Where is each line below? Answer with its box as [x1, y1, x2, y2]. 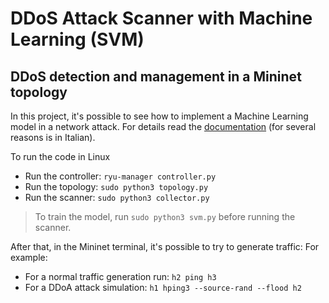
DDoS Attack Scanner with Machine [10, 7, 313, 30]
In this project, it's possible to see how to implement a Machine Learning [10, 110, 309, 122]
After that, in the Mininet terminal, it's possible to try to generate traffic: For [10, 241, 320, 252]
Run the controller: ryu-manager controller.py [24, 170, 217, 182]
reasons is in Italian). [10, 132, 96, 143]
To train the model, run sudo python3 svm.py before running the [34, 211, 296, 222]
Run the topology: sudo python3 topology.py [24, 181, 209, 192]
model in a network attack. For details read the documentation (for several [10, 121, 317, 132]
